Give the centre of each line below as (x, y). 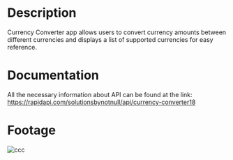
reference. (22, 47)
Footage (31, 130)
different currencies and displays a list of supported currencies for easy (111, 39)
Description (42, 13)
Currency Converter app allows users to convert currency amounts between (117, 32)
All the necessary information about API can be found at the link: (100, 94)
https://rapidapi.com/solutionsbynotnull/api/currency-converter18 (102, 102)
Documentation (53, 75)
